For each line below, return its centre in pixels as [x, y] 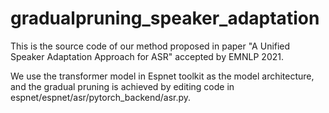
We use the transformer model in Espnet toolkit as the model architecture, [162, 76]
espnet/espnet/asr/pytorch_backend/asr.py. [101, 97]
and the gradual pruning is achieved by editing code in [122, 86]
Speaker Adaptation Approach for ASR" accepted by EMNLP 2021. [147, 56]
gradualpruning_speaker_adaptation [165, 18]
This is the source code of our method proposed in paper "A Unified [150, 46]
